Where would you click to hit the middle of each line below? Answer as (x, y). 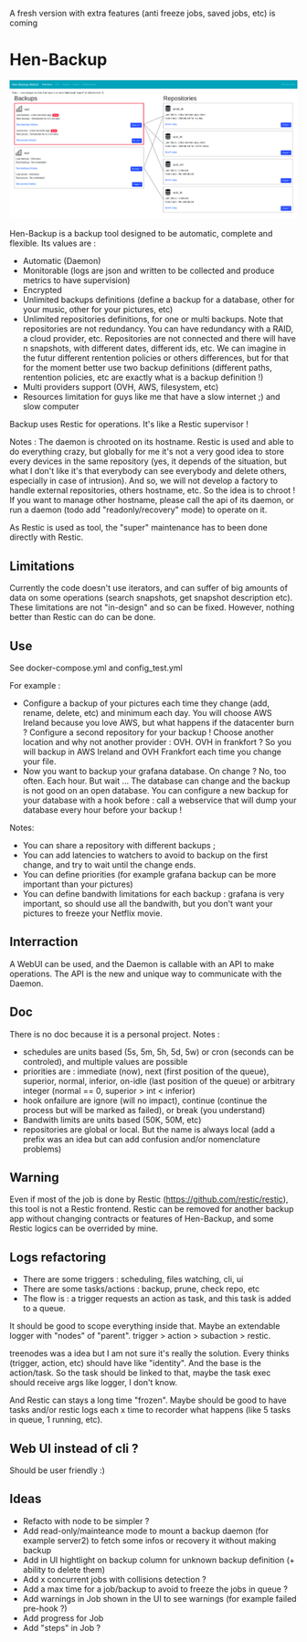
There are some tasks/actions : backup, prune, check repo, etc (141, 1289)
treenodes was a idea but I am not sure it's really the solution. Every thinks (149, 1353)
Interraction (44, 942)
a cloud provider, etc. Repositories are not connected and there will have (159, 339)
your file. (39, 761)
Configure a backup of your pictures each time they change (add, (146, 703)
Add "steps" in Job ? (62, 1627)
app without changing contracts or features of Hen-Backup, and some (142, 1219)
